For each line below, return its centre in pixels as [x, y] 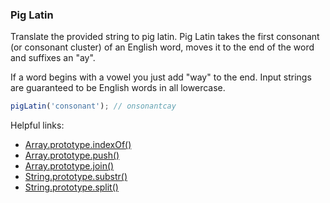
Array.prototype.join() [69, 166]
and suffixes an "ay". [53, 58]
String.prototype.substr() [76, 177]
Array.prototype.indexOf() [78, 145]
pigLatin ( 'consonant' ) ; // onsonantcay [93, 106]
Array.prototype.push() [72, 155]
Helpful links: [37, 125]
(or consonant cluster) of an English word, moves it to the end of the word [162, 47]
